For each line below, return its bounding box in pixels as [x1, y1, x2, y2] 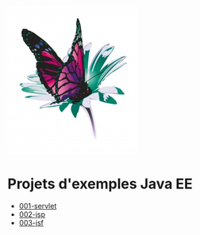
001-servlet [18, 201, 57, 210]
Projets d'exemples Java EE [7, 175, 194, 193]
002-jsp [18, 209, 45, 219]
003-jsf [18, 218, 44, 227]
